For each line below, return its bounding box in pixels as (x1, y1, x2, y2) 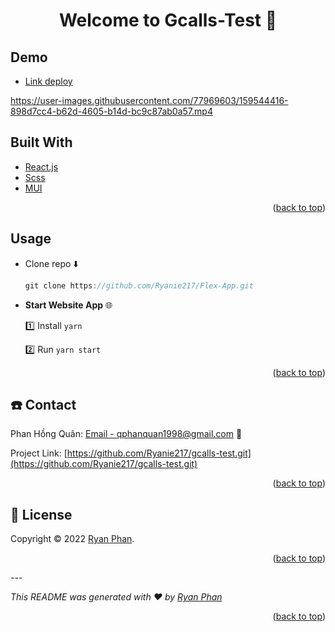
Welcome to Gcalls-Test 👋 (58, 9, 278, 32)
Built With (10, 134, 73, 151)
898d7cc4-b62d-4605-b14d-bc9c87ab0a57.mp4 (10, 105, 213, 117)
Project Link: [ (10, 447, 68, 459)
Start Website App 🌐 (24, 299, 113, 311)
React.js (24, 160, 59, 173)
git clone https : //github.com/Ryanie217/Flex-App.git (24, 280, 254, 291)
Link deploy (24, 75, 73, 87)
